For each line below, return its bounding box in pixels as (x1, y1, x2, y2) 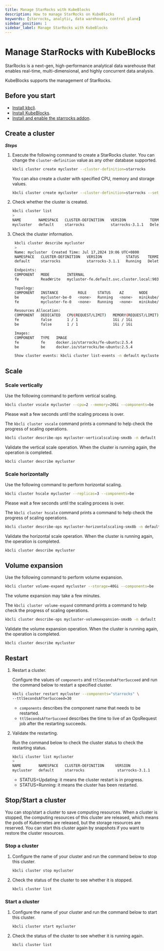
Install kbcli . (12, 105, 37, 110)
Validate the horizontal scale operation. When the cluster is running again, (5, 533, 154, 539)
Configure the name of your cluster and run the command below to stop (12, 853, 157, 859)
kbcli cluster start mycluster (12, 924, 76, 929)
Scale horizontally (5, 471, 49, 477)
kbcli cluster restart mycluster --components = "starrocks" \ (12, 691, 140, 696)
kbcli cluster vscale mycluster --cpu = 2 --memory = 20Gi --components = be (5, 402, 154, 407)
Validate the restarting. (12, 730, 58, 736)
